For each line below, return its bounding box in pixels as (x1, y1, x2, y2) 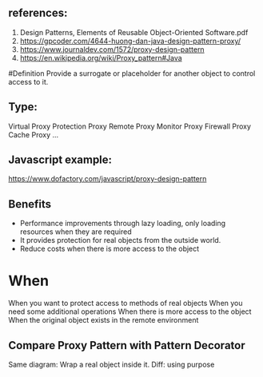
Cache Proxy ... (8, 129, 59, 139)
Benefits (8, 197, 52, 211)
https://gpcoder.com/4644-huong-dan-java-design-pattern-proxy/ (19, 36, 241, 46)
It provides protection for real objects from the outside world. (19, 236, 221, 245)
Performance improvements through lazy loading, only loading (19, 219, 226, 228)
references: (8, 6, 68, 20)
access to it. (8, 77, 49, 86)
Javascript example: (8, 153, 113, 167)
